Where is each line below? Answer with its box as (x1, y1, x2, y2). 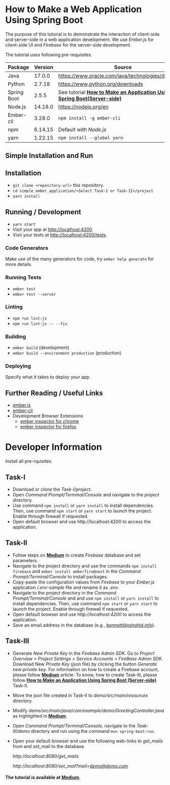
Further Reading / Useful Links (5, 388, 103, 397)
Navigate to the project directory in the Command (12, 590, 116, 596)
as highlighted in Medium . (12, 713, 67, 719)
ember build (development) (12, 344, 70, 350)
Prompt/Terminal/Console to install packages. (12, 573, 108, 579)
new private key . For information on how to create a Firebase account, (12, 666, 159, 672)
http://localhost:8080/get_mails (12, 753, 79, 759)
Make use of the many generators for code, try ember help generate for (5, 256, 154, 262)
